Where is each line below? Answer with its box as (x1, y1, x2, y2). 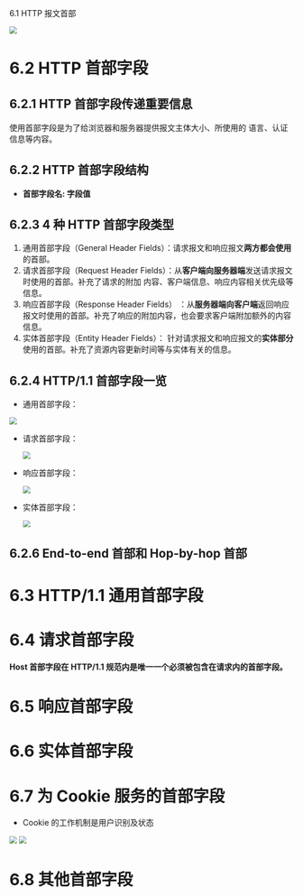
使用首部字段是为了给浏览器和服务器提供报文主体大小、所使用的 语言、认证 (9, 122, 289, 133)
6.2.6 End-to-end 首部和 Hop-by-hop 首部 (9, 545, 248, 561)
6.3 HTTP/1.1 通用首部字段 (9, 586, 204, 605)
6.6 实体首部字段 (9, 741, 133, 762)
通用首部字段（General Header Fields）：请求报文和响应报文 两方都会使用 (22, 243, 291, 254)
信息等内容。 (9, 134, 57, 144)
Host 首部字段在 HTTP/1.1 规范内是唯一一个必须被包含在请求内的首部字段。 (9, 661, 289, 672)
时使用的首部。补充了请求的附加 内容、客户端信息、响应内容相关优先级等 (22, 276, 294, 287)
